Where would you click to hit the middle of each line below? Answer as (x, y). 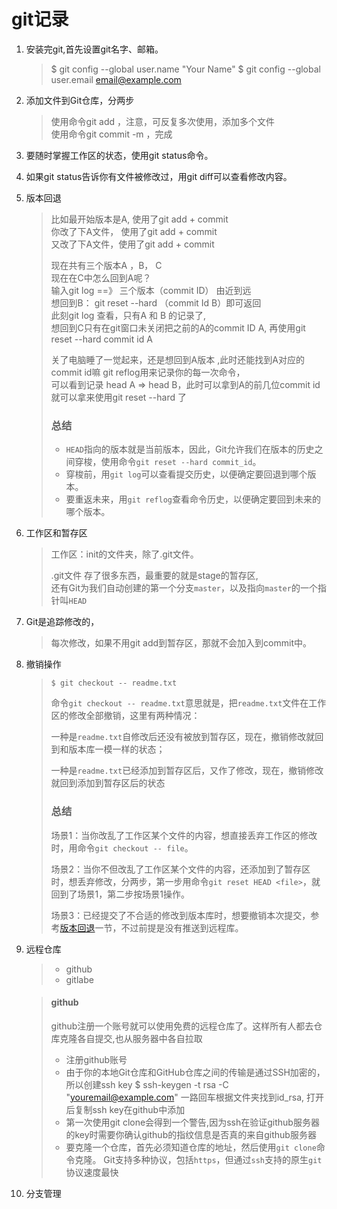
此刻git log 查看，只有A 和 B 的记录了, (128, 315)
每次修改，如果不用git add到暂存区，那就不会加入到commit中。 (181, 643)
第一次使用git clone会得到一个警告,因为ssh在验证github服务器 (192, 1122)
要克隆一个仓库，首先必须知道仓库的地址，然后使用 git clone (191, 1147)
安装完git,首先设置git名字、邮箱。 (94, 49)
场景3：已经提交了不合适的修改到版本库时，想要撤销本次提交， (180, 915)
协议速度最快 (92, 1172)
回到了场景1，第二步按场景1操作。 (120, 894)
